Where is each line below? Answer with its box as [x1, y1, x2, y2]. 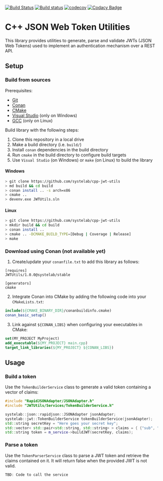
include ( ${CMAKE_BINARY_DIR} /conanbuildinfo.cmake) [5, 308, 112, 313]
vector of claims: [5, 389, 39, 395]
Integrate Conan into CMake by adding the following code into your [12, 294, 147, 299]
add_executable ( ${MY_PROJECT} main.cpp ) [5, 340, 88, 346]
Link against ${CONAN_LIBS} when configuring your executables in [12, 321, 143, 327]
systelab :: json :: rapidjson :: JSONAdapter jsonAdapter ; [5, 412, 116, 417]
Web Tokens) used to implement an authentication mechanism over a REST [5, 43, 155, 49]
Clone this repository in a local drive [12, 136, 84, 142]
